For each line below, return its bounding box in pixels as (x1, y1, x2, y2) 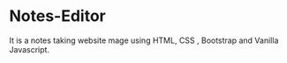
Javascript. (9, 44, 50, 54)
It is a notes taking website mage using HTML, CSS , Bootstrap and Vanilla (9, 35, 279, 45)
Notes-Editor (9, 6, 106, 26)
